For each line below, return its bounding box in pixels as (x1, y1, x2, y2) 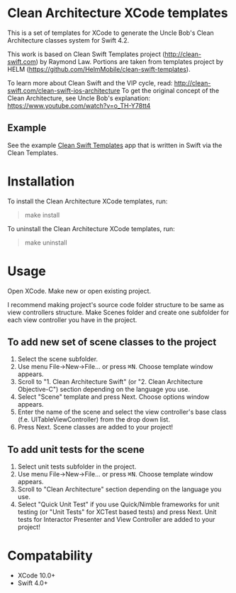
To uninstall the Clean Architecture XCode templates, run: (7, 224, 175, 233)
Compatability (7, 547, 94, 564)
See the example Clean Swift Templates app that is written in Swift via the (7, 141, 223, 149)
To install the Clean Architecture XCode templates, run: (7, 197, 168, 205)
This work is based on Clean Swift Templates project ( (7, 50, 165, 58)
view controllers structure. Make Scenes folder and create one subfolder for (7, 308, 230, 316)
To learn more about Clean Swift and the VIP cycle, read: (7, 78, 173, 87)
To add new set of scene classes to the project (7, 336, 217, 348)
